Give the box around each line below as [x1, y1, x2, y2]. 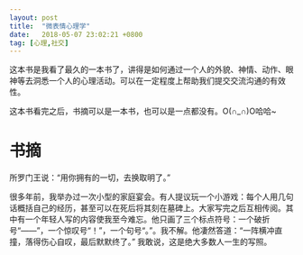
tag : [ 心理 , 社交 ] [9, 38, 69, 48]
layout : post [9, 13, 59, 23]
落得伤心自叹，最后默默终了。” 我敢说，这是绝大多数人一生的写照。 [24, 236, 272, 248]
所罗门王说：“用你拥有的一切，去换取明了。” [9, 172, 171, 183]
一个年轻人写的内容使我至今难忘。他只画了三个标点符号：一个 [24, 214, 254, 225]
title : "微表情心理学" [9, 22, 90, 31]
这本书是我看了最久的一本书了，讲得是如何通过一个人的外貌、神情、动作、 [9, 64, 286, 75]
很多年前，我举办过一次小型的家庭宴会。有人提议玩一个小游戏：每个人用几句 [9, 191, 294, 203]
